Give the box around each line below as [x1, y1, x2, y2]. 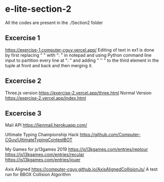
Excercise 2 [5, 77, 42, 85]
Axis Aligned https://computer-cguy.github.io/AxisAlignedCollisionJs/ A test [5, 166, 158, 172]
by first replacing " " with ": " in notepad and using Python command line [5, 52, 152, 58]
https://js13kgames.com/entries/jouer [5, 157, 81, 163]
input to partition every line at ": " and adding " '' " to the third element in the [5, 57, 159, 63]
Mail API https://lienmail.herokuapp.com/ [5, 122, 87, 128]
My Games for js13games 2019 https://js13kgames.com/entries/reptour [5, 146, 148, 153]
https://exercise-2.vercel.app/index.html [5, 95, 87, 101]
